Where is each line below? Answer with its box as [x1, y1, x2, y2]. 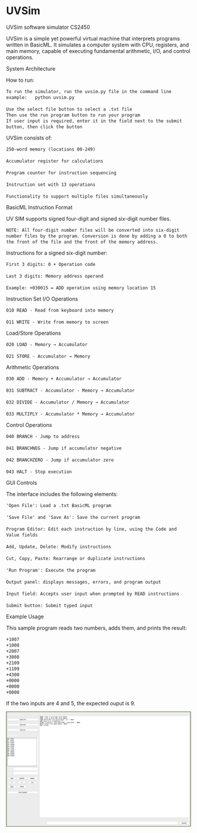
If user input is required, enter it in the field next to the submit [6, 118, 182, 124]
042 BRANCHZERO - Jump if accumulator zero [6, 457, 114, 463]
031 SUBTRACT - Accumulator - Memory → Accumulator [6, 387, 135, 394]
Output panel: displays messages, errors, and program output [6, 579, 161, 585]
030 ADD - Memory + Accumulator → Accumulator [6, 375, 122, 382]
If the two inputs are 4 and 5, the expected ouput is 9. [6, 699, 136, 707]
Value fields [6, 532, 38, 538]
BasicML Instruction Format [6, 204, 73, 211]
